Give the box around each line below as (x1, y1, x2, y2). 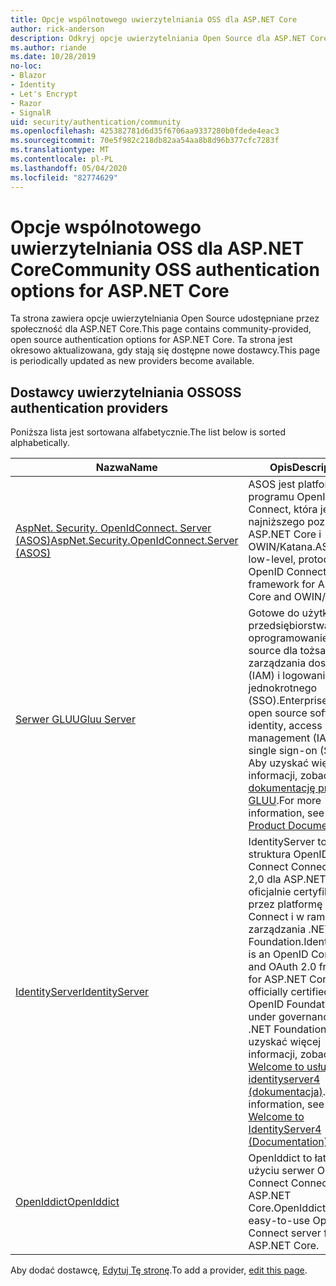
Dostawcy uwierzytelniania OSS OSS (10, 384, 242, 401)
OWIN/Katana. (248, 540, 316, 554)
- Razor (10, 98, 43, 108)
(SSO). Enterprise (248, 694, 328, 708)
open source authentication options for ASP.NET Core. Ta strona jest (10, 334, 293, 346)
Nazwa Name (95, 461, 158, 475)
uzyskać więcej (248, 1035, 322, 1049)
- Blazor (10, 71, 47, 81)
